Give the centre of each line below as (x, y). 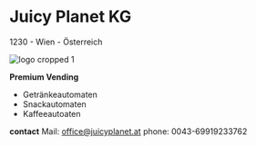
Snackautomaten (54, 104)
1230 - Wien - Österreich (56, 42)
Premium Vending (44, 77)
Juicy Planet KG (71, 17)
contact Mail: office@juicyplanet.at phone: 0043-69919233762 (128, 131)
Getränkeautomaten (60, 94)
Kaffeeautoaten (51, 113)
